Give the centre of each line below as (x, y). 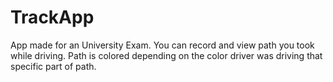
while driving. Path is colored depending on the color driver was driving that (166, 55)
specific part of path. (53, 66)
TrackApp (52, 17)
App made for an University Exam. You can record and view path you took (162, 45)
